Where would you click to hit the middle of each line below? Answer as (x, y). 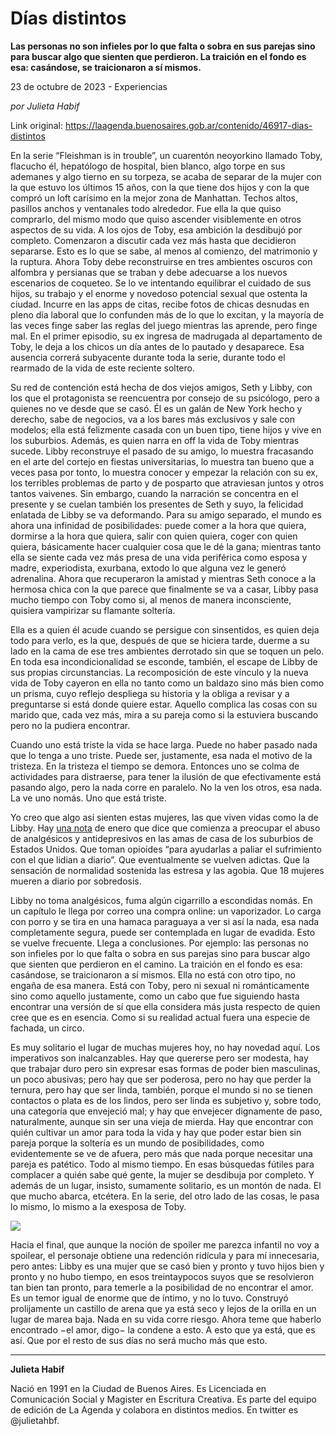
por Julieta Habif (45, 106)
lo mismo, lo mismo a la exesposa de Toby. (98, 1206)
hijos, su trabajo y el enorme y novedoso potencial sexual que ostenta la (159, 293)
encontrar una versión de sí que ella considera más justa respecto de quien (165, 1006)
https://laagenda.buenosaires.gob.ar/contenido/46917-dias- (188, 125)
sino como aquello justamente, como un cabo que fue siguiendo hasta (155, 996)
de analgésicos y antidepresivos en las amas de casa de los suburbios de (162, 838)
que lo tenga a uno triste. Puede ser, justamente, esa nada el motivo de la (161, 755)
